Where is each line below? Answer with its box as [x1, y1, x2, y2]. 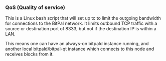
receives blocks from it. [5, 51, 54, 57]
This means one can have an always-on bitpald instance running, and [5, 41, 149, 47]
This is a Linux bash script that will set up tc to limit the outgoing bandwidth [5, 15, 161, 21]
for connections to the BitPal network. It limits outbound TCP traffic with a [5, 20, 157, 26]
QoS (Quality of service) [5, 4, 65, 11]
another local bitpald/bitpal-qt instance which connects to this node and [5, 46, 154, 52]
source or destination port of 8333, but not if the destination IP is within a [5, 26, 156, 32]
